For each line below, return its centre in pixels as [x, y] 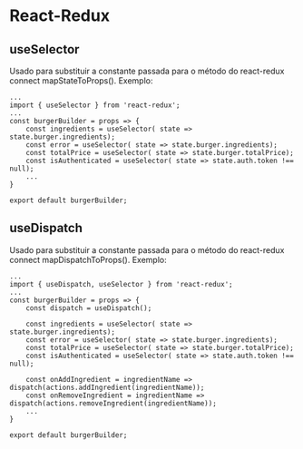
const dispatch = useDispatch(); [89, 308]
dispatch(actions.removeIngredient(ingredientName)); [113, 403]
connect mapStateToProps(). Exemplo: [81, 81]
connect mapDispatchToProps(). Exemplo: [88, 259]
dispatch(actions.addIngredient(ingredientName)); [107, 387]
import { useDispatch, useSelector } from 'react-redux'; [121, 284]
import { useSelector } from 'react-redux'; [95, 105]
